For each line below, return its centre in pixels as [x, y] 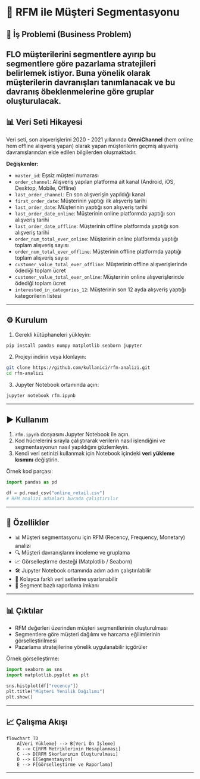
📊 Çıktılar [25, 610]
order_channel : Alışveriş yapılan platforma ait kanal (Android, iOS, [95, 181]
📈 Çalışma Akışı [37, 722]
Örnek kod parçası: [29, 471]
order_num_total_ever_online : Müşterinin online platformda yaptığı [96, 239]
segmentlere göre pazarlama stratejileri [81, 64]
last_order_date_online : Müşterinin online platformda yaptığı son [95, 213]
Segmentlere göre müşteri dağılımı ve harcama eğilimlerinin [87, 635]
